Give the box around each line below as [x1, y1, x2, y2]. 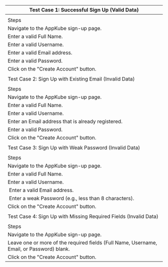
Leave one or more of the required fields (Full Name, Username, [7, 239, 157, 246]
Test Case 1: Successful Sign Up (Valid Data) [29, 6, 139, 13]
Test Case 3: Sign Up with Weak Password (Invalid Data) [7, 144, 140, 151]
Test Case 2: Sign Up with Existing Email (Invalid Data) [7, 75, 135, 82]
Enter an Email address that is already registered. [7, 118, 122, 124]
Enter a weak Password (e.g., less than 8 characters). [9, 195, 134, 201]
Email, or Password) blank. [7, 245, 70, 252]
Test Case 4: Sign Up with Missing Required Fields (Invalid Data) [7, 213, 158, 219]
